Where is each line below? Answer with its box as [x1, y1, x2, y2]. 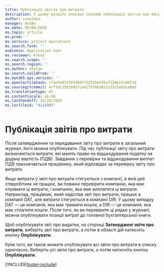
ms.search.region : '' [5, 62, 49, 67]
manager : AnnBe [5, 21, 36, 26]
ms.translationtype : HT [5, 89, 54, 94]
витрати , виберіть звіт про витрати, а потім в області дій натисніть [5, 226, 145, 233]
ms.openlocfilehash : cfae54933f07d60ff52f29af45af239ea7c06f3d [5, 80, 137, 85]
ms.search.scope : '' [5, 57, 47, 62]
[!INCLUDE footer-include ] [5, 261, 57, 267]
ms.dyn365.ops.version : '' [5, 75, 60, 80]
